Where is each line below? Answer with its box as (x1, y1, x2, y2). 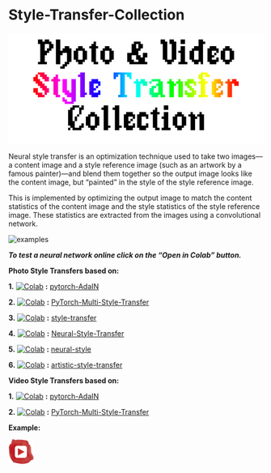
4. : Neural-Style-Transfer (8, 328, 125, 338)
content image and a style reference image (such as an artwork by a (14, 160, 243, 169)
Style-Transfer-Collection (8, 6, 185, 24)
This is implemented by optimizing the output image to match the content (8, 193, 252, 202)
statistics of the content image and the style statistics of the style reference (8, 201, 260, 211)
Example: (8, 423, 41, 433)
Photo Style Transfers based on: (8, 266, 120, 275)
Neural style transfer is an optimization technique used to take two (8, 151, 231, 161)
